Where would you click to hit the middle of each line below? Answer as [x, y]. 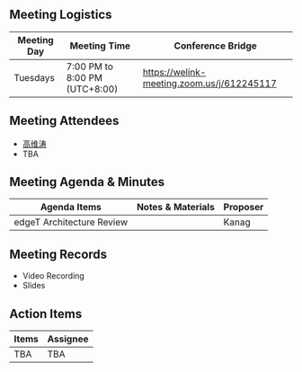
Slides [34, 286]
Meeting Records [58, 254]
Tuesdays [35, 77]
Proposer [244, 208]
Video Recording [53, 276]
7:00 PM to [90, 66]
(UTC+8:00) [92, 89]
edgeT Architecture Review [71, 222]
